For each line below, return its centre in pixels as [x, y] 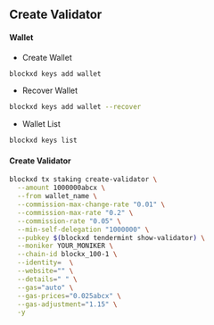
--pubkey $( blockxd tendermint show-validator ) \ [111, 237]
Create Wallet [47, 57]
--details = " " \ [47, 279]
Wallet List [41, 124]
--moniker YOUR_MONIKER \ [66, 246]
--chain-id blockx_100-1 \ [67, 254]
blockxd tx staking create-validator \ [83, 179]
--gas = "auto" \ [45, 287]
